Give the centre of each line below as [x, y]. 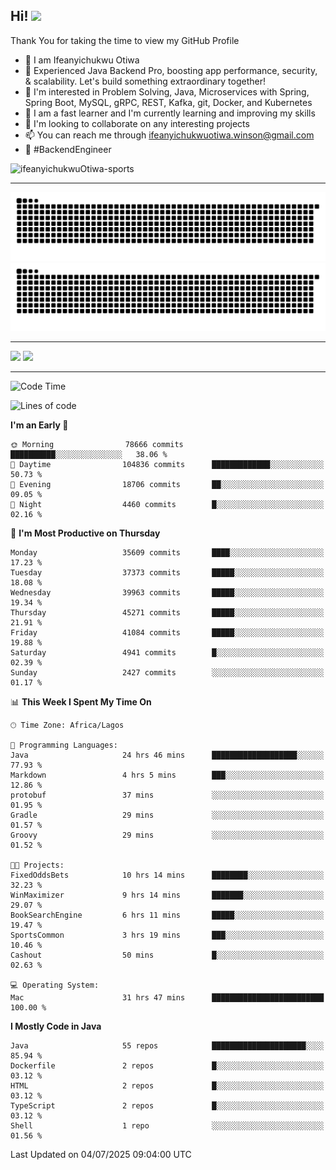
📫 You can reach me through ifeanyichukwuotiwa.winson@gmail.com [169, 135]
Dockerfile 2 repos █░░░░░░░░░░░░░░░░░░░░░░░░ [167, 1066]
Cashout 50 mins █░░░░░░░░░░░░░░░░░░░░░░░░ [167, 955]
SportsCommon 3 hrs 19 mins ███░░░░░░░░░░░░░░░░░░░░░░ [167, 935]
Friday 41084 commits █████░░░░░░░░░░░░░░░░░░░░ [167, 633]
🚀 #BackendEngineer [68, 149]
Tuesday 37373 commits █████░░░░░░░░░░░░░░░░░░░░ [167, 573]
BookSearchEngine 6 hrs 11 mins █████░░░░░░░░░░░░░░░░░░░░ [167, 915]
